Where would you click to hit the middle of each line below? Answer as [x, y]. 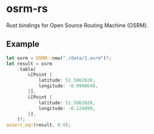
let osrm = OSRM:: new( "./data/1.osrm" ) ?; [59, 58]
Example [23, 44]
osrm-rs [27, 9]
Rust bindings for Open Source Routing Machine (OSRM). [77, 25]
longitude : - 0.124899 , [67, 108]
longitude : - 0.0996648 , [68, 86]
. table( [26, 69]
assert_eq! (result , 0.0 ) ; [38, 125]
